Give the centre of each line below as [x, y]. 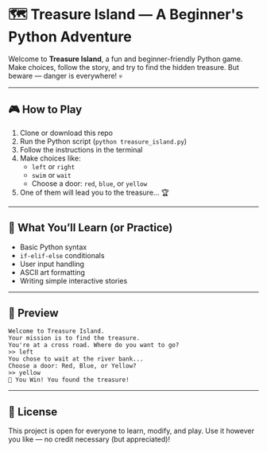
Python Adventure [70, 37]
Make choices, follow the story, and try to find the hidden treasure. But [124, 67]
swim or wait [51, 175]
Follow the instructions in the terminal [81, 149]
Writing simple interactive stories [74, 280]
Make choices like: [50, 158]
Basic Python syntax [53, 247]
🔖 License [33, 412]
